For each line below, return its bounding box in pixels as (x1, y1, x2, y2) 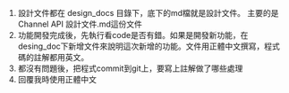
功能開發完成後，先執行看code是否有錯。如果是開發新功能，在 (17, 30, 249, 40)
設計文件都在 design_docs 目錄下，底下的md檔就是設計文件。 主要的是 (17, 8, 279, 18)
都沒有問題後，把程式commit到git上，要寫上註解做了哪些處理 (17, 63, 243, 74)
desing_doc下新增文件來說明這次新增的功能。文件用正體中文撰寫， (17, 41, 265, 51)
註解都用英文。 (33, 52, 89, 62)
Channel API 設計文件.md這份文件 (17, 19, 143, 29)
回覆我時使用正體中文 (17, 74, 97, 84)
